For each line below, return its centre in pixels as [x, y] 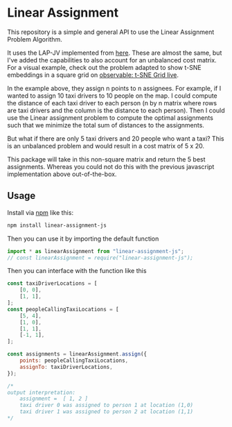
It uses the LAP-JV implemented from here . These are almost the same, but [115, 53]
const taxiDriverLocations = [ [52, 284]
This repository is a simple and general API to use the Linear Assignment [111, 32]
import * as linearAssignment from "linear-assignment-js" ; [96, 251]
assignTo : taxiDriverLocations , [66, 367]
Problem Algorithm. [35, 39]
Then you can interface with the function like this [77, 271]
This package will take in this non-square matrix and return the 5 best [106, 159]
